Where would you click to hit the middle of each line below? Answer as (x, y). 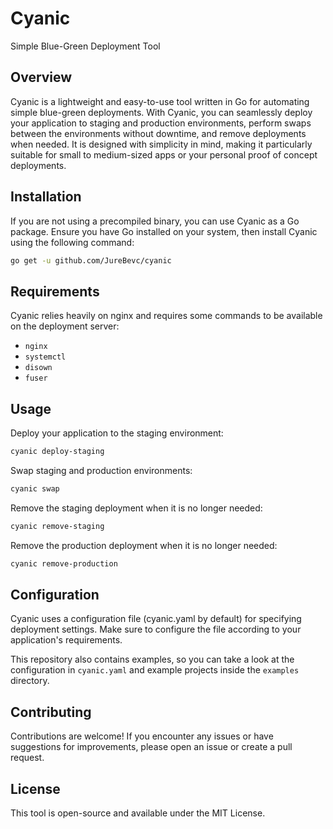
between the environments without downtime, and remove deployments (158, 133)
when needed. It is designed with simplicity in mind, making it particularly (161, 144)
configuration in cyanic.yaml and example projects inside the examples (155, 670)
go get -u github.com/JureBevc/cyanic (91, 260)
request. (27, 758)
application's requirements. (66, 640)
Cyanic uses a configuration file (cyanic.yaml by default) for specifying (156, 619)
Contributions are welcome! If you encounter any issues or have (142, 736)
